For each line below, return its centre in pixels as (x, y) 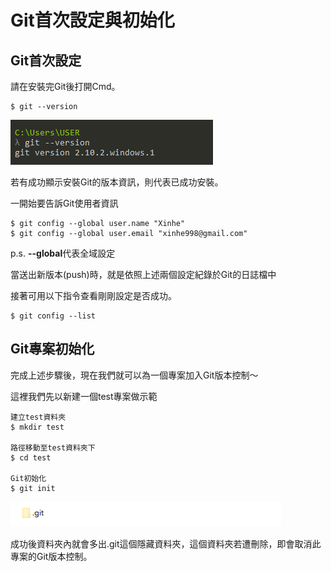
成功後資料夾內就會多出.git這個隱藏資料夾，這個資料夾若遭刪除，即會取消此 (166, 543)
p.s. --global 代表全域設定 (63, 253)
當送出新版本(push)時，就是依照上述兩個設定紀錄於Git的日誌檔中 (143, 274)
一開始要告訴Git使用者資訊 (64, 203)
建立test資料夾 (38, 417)
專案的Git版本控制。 (51, 556)
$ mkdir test (37, 427)
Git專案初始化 (52, 349)
